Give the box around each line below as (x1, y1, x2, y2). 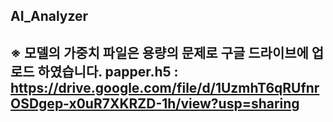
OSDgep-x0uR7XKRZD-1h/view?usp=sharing (10, 95, 300, 112)
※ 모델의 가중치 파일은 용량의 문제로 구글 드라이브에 (10, 44, 309, 61)
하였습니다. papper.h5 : (37, 63, 179, 80)
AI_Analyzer (10, 8, 89, 25)
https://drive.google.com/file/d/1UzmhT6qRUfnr (10, 79, 320, 96)
